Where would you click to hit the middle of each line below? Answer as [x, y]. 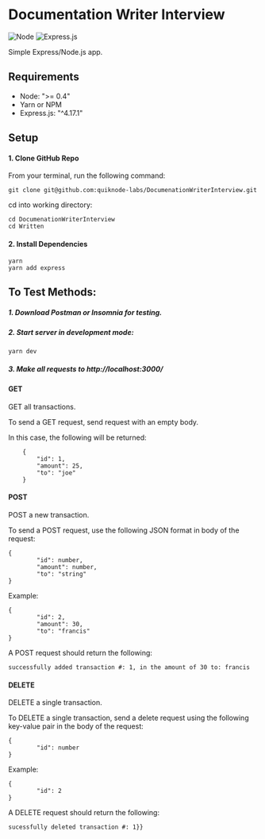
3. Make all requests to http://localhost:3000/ [86, 369]
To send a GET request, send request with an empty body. [104, 421]
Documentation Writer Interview [117, 15]
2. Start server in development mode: [71, 332]
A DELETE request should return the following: [84, 813]
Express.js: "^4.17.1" [51, 113]
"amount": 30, [60, 625]
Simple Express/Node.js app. [56, 52]
